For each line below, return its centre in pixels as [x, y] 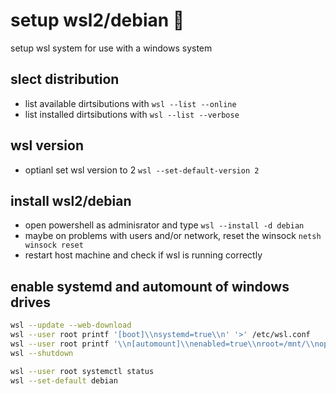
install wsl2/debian [71, 200]
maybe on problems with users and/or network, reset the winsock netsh [173, 236]
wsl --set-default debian [64, 380]
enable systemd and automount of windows [150, 286]
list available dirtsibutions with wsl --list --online [130, 103]
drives [31, 302]
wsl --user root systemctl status [82, 371]
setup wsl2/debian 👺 [97, 20]
